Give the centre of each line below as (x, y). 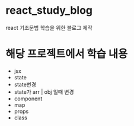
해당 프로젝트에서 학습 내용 (67, 54)
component (28, 99)
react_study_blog (49, 10)
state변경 (25, 84)
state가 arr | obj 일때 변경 (44, 92)
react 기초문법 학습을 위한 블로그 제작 (49, 27)
